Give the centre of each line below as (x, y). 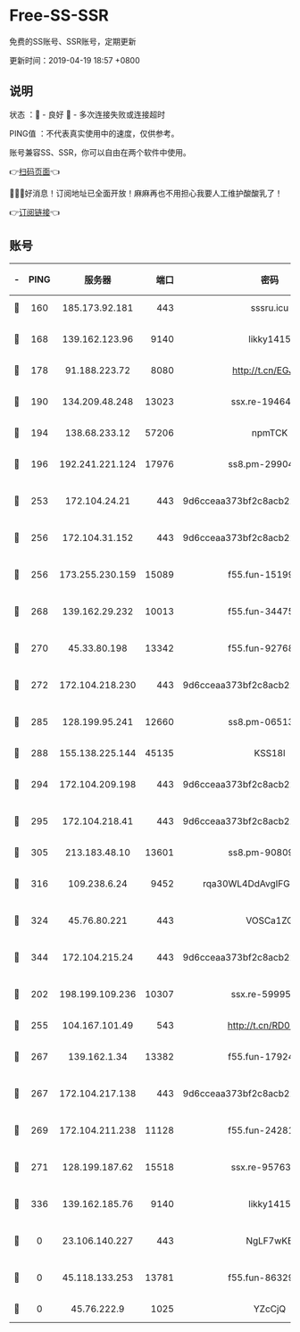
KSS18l (270, 753)
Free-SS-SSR (59, 16)
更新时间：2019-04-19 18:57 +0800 (75, 60)
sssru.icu (270, 307)
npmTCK (270, 432)
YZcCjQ (270, 1309)
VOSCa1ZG (270, 920)
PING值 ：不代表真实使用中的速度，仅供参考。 (94, 133)
